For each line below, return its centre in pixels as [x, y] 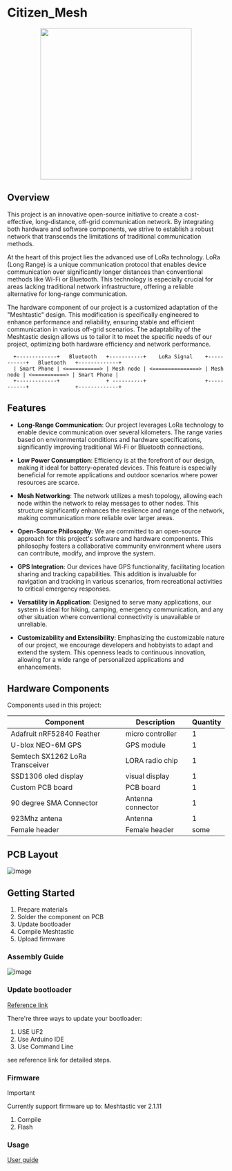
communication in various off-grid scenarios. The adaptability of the [104, 329]
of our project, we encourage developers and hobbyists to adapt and [115, 645]
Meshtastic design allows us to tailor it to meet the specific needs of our [110, 336]
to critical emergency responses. [64, 589]
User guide [23, 1160]
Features [27, 408]
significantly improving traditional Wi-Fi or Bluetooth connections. [110, 447]
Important [21, 1092]
